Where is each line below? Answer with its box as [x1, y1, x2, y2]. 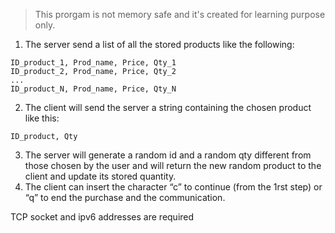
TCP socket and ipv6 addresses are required [10, 211, 195, 223]
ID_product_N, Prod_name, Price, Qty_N [10, 84, 177, 94]
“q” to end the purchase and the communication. [24, 192, 226, 203]
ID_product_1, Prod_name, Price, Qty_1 [10, 58, 177, 68]
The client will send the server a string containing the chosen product [24, 102, 312, 113]
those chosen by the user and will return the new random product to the [24, 160, 322, 171]
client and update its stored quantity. [24, 170, 177, 182]
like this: [24, 112, 60, 124]
